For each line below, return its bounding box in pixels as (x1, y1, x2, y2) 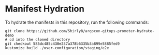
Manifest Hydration (5, 3, 85, 14)
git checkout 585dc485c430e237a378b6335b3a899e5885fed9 (5, 41, 120, 46)
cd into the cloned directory (9, 37, 70, 42)
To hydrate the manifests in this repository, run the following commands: (5, 19, 149, 25)
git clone (5, 28, 25, 33)
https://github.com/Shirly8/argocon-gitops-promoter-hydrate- (26, 28, 155, 33)
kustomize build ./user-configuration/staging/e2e (5, 45, 109, 50)
